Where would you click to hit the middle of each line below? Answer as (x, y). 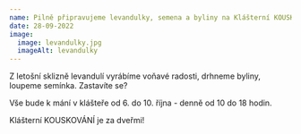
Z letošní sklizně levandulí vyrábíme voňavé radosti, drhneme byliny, (135, 76)
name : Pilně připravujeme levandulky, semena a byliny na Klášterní (140, 17)
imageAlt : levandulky (58, 51)
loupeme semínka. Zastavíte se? (69, 86)
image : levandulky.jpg (60, 42)
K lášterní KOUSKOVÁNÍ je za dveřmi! (77, 121)
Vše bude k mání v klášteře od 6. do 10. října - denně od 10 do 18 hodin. (141, 103)
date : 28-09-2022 (42, 26)
